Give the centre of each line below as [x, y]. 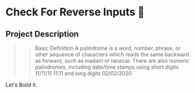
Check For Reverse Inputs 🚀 [75, 12]
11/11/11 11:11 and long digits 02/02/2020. [84, 73]
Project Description [42, 34]
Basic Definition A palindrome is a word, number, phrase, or [108, 48]
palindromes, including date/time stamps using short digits [107, 67]
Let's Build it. [21, 85]
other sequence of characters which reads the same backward [112, 54]
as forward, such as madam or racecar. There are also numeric [112, 61]
